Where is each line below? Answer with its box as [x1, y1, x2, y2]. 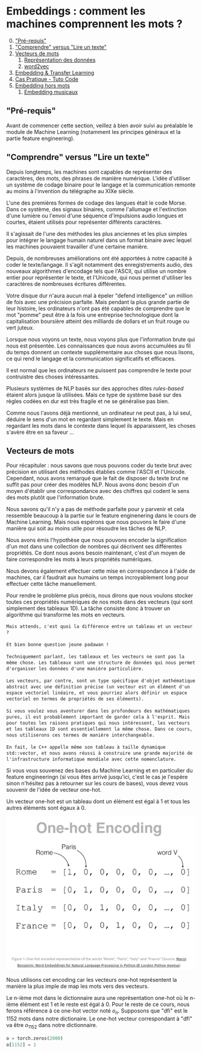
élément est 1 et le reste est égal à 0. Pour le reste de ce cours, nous [19, 1001, 190, 1008]
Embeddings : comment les [6, 4, 146, 18]
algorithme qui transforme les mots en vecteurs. [6, 611, 125, 619]
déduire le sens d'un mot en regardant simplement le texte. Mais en [6, 415, 174, 423]
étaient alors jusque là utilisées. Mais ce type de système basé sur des [6, 391, 182, 398]
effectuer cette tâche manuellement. [6, 581, 97, 588]
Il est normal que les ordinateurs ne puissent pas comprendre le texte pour [6, 366, 192, 374]
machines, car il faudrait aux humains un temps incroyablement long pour [6, 574, 189, 581]
